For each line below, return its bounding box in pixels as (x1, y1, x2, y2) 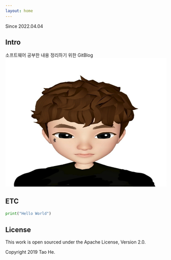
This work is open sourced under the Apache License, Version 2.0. (5, 239, 146, 245)
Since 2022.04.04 (5, 23, 44, 29)
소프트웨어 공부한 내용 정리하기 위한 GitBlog (5, 52, 93, 59)
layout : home (5, 8, 33, 13)
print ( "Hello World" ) (5, 211, 52, 216)
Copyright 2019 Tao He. (5, 249, 55, 255)
